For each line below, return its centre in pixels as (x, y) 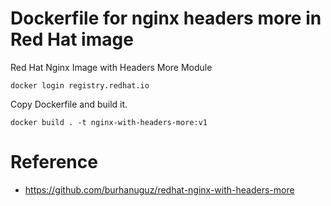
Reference (54, 162)
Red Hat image (72, 39)
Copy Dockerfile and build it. (69, 104)
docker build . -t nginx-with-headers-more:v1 (109, 122)
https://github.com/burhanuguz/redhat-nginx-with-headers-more (159, 189)
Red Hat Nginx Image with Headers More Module (111, 67)
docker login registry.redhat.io (80, 85)
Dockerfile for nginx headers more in (166, 18)
